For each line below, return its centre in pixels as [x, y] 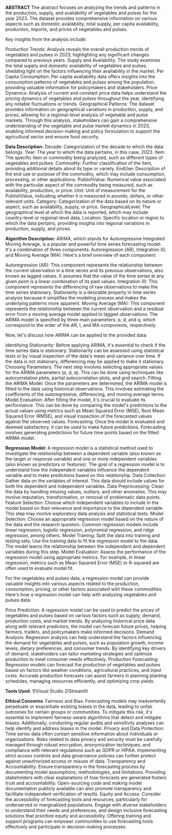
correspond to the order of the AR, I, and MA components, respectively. [81, 325]
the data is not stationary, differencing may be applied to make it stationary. [85, 361]
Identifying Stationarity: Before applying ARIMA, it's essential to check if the [85, 345]
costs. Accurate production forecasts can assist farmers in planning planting [86, 676]
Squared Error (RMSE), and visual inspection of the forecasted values [79, 416]
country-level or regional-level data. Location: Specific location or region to [85, 218]
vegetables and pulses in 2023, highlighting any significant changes [77, 55]
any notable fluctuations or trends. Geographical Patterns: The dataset [80, 104]
